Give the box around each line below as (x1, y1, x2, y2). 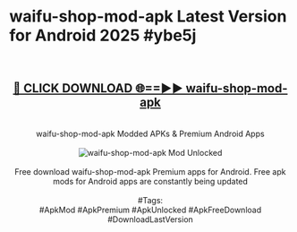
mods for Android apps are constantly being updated (52, 176, 249, 186)
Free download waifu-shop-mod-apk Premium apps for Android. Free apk (14, 166, 286, 176)
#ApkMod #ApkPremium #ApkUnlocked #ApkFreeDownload (38, 204, 262, 215)
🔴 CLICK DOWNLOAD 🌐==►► (13, 81, 183, 96)
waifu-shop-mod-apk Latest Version (9, 6, 287, 27)
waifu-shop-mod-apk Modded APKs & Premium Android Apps (35, 128, 266, 139)
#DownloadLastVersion (106, 213, 194, 225)
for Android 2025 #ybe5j (9, 25, 197, 46)
